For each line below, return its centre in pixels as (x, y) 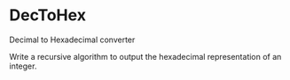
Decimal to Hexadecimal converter (72, 40)
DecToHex (48, 15)
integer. (23, 66)
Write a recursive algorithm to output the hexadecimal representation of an (145, 56)
